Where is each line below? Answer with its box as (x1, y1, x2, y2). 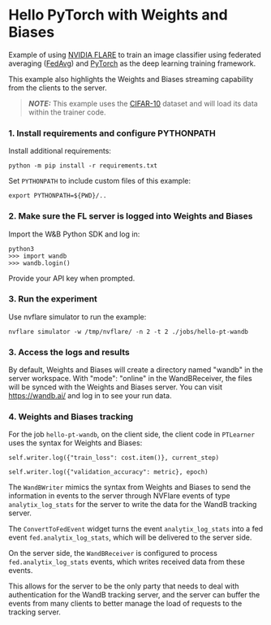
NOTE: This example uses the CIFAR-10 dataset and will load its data (28, 98, 258, 108)
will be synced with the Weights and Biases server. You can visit (8, 382, 223, 392)
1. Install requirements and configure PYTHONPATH (8, 128, 217, 139)
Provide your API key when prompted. (8, 273, 135, 283)
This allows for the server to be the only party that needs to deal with (8, 581, 239, 591)
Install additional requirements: (8, 146, 112, 156)
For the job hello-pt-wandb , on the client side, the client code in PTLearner (8, 429, 256, 440)
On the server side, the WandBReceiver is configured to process (8, 549, 217, 558)
